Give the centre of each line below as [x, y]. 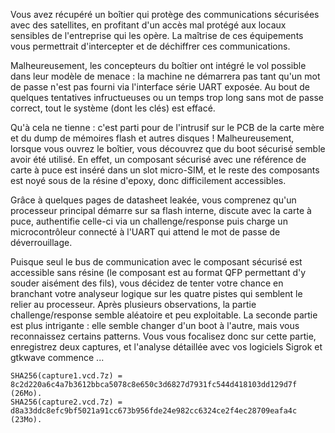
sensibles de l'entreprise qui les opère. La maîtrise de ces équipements [157, 35]
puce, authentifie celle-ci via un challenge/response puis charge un [149, 221]
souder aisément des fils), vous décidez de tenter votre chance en [147, 283]
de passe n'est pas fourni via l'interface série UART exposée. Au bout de [160, 87]
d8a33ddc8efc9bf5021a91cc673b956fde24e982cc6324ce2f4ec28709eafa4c [154, 411]
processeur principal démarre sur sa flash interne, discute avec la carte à [161, 210]
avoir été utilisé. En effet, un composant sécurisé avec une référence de [158, 159]
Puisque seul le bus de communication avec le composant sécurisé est [156, 262]
